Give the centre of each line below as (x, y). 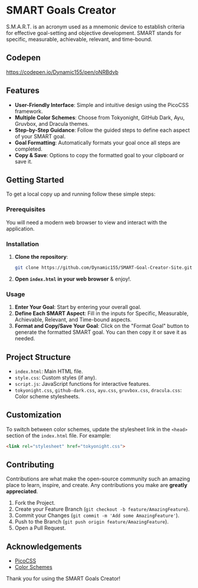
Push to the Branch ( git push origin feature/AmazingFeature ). (92, 522)
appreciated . (22, 492)
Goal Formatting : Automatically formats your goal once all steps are (97, 142)
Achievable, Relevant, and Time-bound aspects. (73, 320)
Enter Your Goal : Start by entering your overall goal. (78, 307)
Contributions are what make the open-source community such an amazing (98, 479)
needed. (25, 339)
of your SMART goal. (40, 136)
